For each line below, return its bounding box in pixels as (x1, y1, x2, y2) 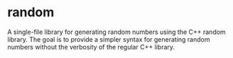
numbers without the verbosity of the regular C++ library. (7, 42, 175, 51)
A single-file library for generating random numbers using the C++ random (7, 28, 226, 36)
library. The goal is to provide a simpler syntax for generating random (7, 35, 210, 43)
